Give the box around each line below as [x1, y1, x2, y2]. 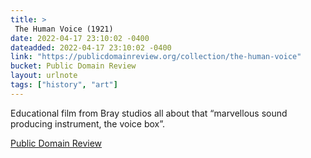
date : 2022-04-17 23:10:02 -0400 [10, 33, 150, 43]
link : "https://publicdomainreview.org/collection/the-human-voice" [10, 52, 302, 62]
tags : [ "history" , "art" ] [10, 80, 118, 90]
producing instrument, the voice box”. [10, 117, 166, 130]
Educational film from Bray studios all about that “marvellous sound [10, 107, 288, 119]
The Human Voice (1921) [14, 24, 114, 34]
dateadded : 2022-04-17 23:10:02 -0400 [10, 42, 172, 53]
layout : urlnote [10, 71, 78, 81]
